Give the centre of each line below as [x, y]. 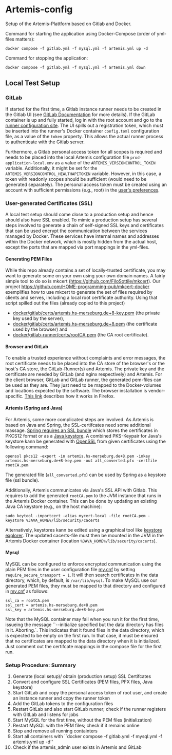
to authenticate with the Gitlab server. [45, 142]
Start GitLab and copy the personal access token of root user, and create [90, 693]
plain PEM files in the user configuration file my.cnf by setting [70, 569]
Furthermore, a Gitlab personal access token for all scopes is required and [84, 152]
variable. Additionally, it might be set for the [51, 168]
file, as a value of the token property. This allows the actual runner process [84, 136]
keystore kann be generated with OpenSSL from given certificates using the [85, 441]
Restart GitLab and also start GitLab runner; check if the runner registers [89, 709]
